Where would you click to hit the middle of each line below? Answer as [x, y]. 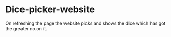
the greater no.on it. [26, 28]
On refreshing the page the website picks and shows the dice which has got [85, 23]
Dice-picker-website [50, 9]
